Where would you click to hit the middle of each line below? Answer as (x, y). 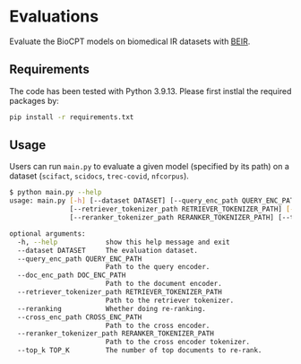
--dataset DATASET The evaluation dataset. (108, 250)
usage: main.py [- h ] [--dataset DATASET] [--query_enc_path (124, 201)
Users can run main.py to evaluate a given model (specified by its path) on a (149, 167)
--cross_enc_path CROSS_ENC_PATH (80, 317)
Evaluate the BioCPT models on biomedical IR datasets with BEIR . (130, 41)
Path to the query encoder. (158, 267)
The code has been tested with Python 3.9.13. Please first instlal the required (150, 91)
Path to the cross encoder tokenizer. (178, 342)
